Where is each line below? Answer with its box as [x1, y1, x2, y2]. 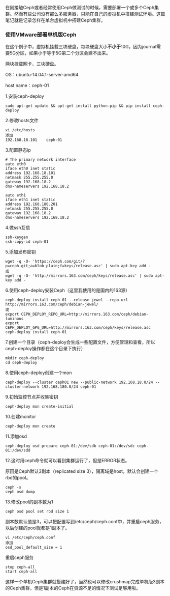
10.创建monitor [5, 414, 37, 420]
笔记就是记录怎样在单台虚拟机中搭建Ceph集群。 [5, 17, 106, 23]
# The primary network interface [5, 157, 76, 162]
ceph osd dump [5, 489, 36, 495]
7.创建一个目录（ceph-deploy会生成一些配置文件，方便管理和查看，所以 [5, 339, 156, 345]
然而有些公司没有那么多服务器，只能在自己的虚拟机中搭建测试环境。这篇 [14, 11, 165, 17]
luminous [5, 316, 24, 322]
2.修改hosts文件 [5, 118, 39, 124]
